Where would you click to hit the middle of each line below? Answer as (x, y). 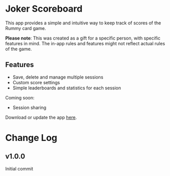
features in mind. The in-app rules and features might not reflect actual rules (85, 43)
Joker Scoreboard (44, 9)
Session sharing (29, 108)
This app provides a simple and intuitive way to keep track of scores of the (83, 23)
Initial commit (19, 168)
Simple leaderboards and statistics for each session (67, 88)
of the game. (19, 49)
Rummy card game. (26, 28)
